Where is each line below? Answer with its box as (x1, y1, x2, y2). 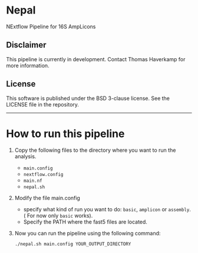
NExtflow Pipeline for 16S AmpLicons (6, 23, 96, 30)
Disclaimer (6, 40, 47, 50)
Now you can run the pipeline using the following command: (14, 229, 161, 237)
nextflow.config (23, 171, 64, 177)
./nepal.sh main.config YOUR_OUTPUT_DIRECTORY (14, 241, 131, 247)
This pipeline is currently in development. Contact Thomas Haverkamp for (6, 55, 186, 62)
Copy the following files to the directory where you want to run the (14, 147, 176, 154)
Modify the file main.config (14, 194, 81, 201)
